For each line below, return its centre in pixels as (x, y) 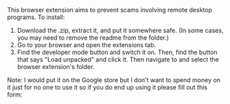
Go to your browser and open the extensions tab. (87, 45)
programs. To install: (36, 17)
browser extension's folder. (56, 67)
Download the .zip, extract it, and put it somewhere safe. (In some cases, (120, 30)
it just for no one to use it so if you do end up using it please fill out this (107, 87)
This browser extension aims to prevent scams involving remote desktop (110, 10)
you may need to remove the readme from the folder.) (93, 38)
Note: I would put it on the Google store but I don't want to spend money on (114, 80)
